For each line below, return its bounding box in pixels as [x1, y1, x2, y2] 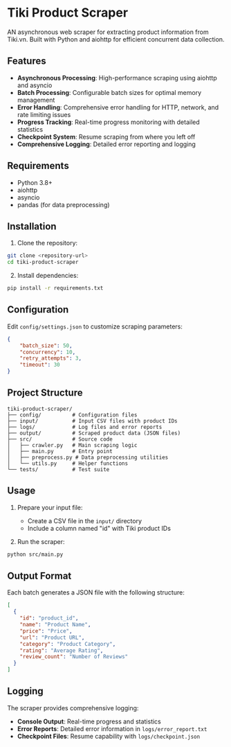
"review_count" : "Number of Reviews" [19, 653, 129, 660]
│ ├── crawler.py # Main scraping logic [7, 441, 138, 448]
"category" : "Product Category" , [19, 640, 116, 647]
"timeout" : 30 [19, 362, 60, 369]
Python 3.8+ [17, 178, 53, 186]
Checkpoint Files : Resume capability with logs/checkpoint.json [17, 732, 201, 740]
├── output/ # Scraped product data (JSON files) [7, 430, 181, 437]
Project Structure [7, 387, 83, 399]
